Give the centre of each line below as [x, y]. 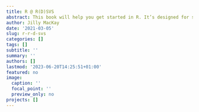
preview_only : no [33, 94]
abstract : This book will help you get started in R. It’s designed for [98, 17]
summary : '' [21, 56]
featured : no [22, 72]
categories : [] [25, 39]
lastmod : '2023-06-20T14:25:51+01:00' [54, 67]
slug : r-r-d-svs [26, 34]
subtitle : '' [22, 50]
